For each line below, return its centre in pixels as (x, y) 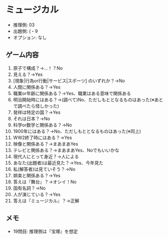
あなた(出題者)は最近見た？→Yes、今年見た (58, 163)
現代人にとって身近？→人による (46, 156)
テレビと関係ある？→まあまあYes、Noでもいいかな (66, 150)
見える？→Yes (28, 74)
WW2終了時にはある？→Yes (42, 137)
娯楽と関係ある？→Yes (37, 175)
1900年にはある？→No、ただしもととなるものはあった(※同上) (77, 131)
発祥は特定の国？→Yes (37, 112)
